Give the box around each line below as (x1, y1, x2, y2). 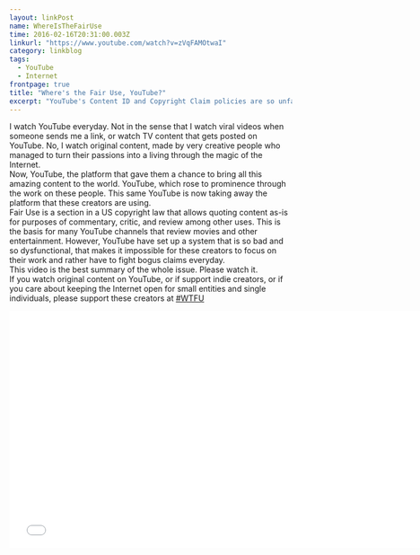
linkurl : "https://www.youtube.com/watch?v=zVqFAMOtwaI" (9, 38, 227, 48)
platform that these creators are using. (9, 198, 152, 208)
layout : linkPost (9, 13, 74, 22)
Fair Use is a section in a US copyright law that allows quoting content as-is (9, 207, 289, 218)
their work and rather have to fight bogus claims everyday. (9, 255, 226, 266)
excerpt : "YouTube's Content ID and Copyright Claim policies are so (9, 96, 276, 106)
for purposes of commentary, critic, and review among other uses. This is (9, 216, 281, 227)
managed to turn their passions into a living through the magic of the (9, 150, 263, 161)
